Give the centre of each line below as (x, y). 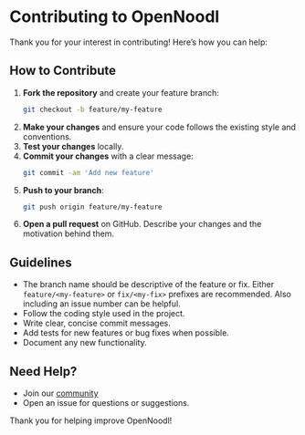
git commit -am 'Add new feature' (88, 172)
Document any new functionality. (85, 343)
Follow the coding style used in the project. (104, 314)
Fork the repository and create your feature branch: (121, 92)
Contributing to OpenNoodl (115, 17)
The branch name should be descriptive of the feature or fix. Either (148, 285)
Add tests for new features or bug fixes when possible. (126, 333)
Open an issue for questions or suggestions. (106, 403)
